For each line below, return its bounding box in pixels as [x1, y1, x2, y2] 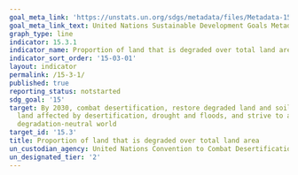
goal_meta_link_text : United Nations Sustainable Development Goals [9, 21, 268, 30]
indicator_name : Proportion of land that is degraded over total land [9, 46, 276, 55]
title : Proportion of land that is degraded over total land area [9, 136, 260, 145]
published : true [9, 79, 69, 87]
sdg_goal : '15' [9, 95, 66, 104]
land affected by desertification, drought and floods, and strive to [17, 111, 284, 120]
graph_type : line [9, 29, 74, 38]
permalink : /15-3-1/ [9, 71, 86, 80]
